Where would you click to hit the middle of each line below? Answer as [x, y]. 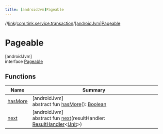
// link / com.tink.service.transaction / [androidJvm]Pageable [63, 23]
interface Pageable [24, 61]
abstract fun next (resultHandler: [69, 118]
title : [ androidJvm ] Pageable [34, 9]
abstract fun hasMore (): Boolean [69, 104]
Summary [94, 90]
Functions [21, 76]
